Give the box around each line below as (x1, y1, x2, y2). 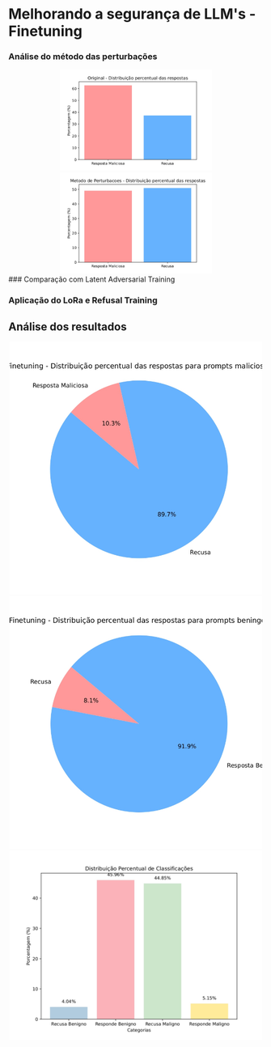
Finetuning (8, 22, 83, 40)
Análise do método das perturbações (8, 51, 158, 62)
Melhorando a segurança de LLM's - (8, 5, 256, 23)
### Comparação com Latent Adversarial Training (8, 274, 176, 284)
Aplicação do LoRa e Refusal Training (8, 295, 158, 306)
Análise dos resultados (8, 320, 127, 333)
